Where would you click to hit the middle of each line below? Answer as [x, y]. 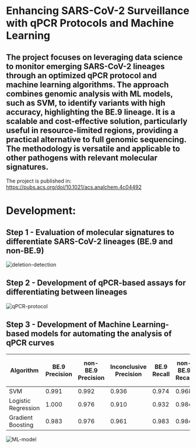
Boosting [21, 425]
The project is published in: [39, 181]
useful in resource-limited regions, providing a [92, 130]
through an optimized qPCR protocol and [82, 75]
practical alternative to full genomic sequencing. [96, 139]
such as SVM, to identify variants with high [86, 103]
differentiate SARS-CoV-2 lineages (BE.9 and [90, 241]
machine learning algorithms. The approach [87, 85]
